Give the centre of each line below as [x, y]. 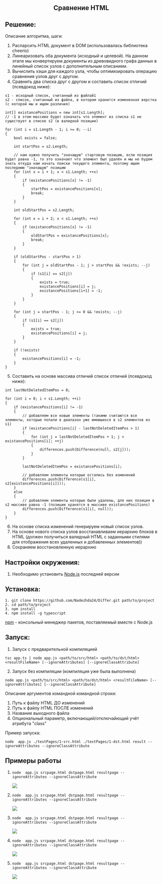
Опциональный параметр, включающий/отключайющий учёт [75, 718]
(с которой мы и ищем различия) [37, 104]
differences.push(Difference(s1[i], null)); [68, 509]
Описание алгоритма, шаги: [34, 36]
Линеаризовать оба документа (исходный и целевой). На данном [80, 56]
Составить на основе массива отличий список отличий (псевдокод [82, 376]
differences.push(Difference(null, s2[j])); [85, 450]
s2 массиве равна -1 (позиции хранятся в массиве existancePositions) [78, 505]
